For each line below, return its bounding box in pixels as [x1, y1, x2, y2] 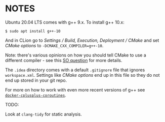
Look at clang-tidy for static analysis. [5, 111, 82, 117]
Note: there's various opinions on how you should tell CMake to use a [5, 52, 147, 58]
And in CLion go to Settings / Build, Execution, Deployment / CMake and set [5, 37, 160, 43]
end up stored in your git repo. [5, 77, 67, 83]
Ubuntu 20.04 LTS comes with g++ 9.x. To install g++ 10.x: [5, 19, 124, 25]
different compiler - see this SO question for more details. [5, 57, 123, 63]
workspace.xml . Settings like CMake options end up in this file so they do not [5, 72, 160, 78]
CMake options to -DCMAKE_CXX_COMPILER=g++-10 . [5, 42, 104, 48]
